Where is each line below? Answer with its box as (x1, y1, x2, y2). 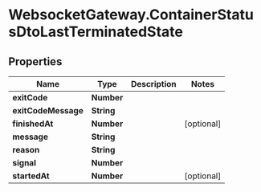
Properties (8, 55, 63, 68)
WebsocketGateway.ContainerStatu (8, 6, 255, 24)
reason (12, 145, 40, 155)
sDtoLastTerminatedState (8, 22, 183, 41)
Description (131, 79, 177, 89)
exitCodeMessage (12, 105, 84, 116)
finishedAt (12, 118, 54, 129)
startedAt (12, 170, 50, 182)
